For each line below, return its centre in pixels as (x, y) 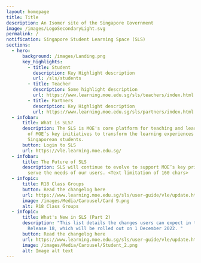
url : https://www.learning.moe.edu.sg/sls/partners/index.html (113, 112)
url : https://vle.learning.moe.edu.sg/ (71, 151)
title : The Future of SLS (54, 162)
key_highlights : (42, 62)
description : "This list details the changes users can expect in (106, 223)
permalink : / (22, 34)
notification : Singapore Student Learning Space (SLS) (76, 39)
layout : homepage (28, 12)
